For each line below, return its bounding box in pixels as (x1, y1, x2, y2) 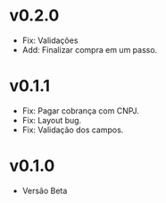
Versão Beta (21, 185, 68, 196)
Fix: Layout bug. (21, 114, 82, 125)
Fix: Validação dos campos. (21, 124, 124, 135)
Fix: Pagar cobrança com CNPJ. (21, 105, 140, 116)
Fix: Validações (21, 35, 79, 46)
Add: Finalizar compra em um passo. (21, 44, 158, 55)
